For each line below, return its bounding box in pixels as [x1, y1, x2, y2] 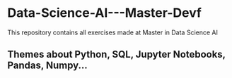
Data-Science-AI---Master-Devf [7, 5, 202, 21]
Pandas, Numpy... [7, 60, 88, 72]
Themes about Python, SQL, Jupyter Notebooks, [7, 48, 226, 60]
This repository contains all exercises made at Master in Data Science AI [7, 28, 218, 37]
